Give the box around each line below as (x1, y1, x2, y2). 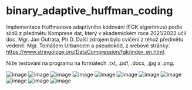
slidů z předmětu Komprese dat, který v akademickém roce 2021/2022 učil (6, 29, 187, 36)
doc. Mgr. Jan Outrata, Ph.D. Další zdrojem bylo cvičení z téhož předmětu (6, 36, 184, 43)
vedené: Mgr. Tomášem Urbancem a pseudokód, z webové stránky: (6, 42, 170, 49)
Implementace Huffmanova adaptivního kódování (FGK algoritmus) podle (6, 23, 183, 30)
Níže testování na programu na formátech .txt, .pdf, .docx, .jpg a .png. (6, 60, 175, 67)
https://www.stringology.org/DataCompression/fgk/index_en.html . (6, 48, 166, 55)
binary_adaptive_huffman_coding (6, 4, 173, 18)
